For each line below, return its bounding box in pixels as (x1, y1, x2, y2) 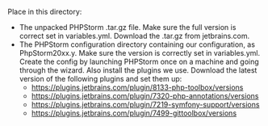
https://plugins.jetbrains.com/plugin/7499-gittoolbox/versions (31, 108, 237, 118)
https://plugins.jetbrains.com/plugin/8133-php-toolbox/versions (31, 82, 244, 92)
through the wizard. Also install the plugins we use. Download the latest (19, 65, 258, 75)
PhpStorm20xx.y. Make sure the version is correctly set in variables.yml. (19, 48, 260, 57)
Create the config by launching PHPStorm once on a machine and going (19, 57, 259, 66)
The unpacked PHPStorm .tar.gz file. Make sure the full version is (19, 23, 237, 31)
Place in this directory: (7, 7, 82, 16)
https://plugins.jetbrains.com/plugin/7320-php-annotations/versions (31, 91, 259, 100)
